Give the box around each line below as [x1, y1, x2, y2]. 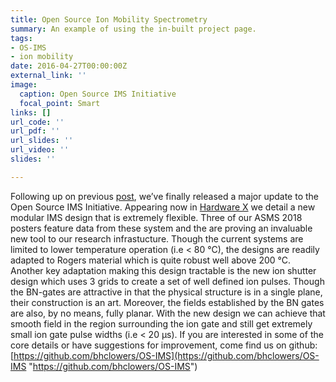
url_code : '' [10, 117, 65, 127]
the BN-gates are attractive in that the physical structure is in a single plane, [10, 286, 323, 298]
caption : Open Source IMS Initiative [19, 89, 177, 99]
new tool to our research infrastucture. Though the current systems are [10, 232, 304, 245]
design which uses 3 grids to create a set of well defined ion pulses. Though [10, 275, 325, 287]
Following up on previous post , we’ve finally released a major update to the [10, 190, 320, 202]
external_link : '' [10, 71, 87, 81]
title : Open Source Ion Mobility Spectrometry [10, 14, 208, 25]
